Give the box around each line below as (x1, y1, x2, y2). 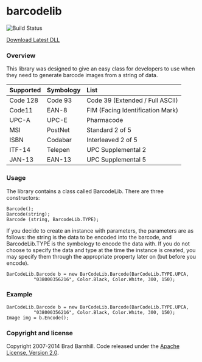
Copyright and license (6, 329, 73, 337)
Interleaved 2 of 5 (86, 135, 138, 144)
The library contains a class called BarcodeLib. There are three (6, 187, 164, 195)
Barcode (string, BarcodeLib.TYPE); (6, 216, 99, 222)
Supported (9, 86, 41, 95)
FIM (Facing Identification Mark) (86, 106, 178, 115)
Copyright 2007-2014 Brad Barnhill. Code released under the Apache (6, 343, 180, 350)
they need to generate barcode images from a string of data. (6, 72, 158, 79)
